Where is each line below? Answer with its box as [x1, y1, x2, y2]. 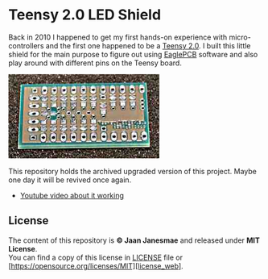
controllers [8, 40, 44, 50]
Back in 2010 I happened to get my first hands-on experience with [8, 32, 228, 42]
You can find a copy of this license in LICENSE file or [8, 252, 183, 262]
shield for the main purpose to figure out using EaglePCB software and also [8, 49, 258, 59]
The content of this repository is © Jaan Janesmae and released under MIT [8, 235, 260, 245]
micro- [229, 32, 251, 42]
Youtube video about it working [19, 190, 125, 200]
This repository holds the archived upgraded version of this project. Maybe [8, 166, 258, 176]
